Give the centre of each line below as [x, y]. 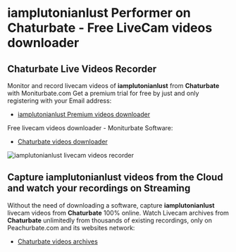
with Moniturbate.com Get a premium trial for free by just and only [103, 93]
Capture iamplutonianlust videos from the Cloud [115, 177]
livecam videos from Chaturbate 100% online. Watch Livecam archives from [118, 213]
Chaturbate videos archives [58, 241]
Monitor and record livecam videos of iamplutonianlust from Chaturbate [113, 86]
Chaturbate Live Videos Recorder [82, 69]
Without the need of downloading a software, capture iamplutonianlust [111, 205]
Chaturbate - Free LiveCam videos [110, 28]
